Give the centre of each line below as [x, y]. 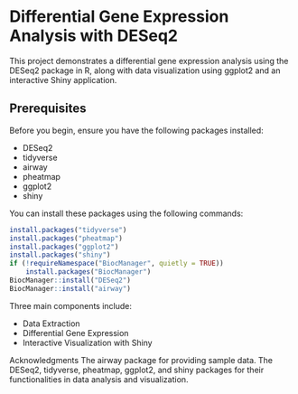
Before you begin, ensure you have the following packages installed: [136, 130]
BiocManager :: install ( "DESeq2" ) [70, 280]
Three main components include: [71, 305]
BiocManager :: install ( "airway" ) [70, 288]
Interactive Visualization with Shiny [87, 342]
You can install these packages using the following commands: [126, 213]
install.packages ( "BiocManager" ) [88, 272]
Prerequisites [48, 109]
